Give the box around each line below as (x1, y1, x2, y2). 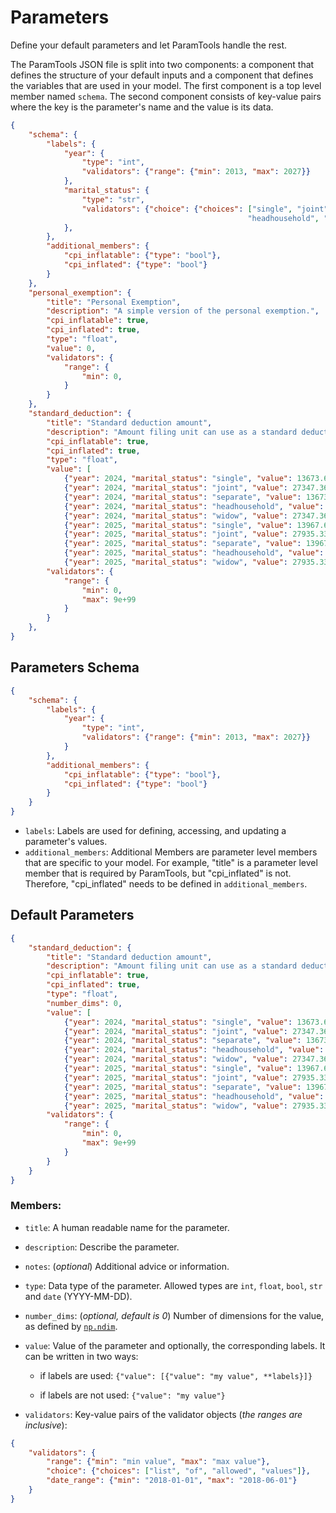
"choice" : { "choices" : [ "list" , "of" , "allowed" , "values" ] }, (46, 1466, 311, 1476)
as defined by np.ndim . (24, 1320, 118, 1332)
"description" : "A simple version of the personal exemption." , (46, 306, 320, 316)
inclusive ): (24, 1419, 68, 1431)
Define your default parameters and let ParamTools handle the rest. (10, 39, 288, 51)
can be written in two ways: (24, 1350, 139, 1362)
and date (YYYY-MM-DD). (24, 1290, 133, 1302)
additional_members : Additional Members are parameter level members (24, 846, 318, 858)
